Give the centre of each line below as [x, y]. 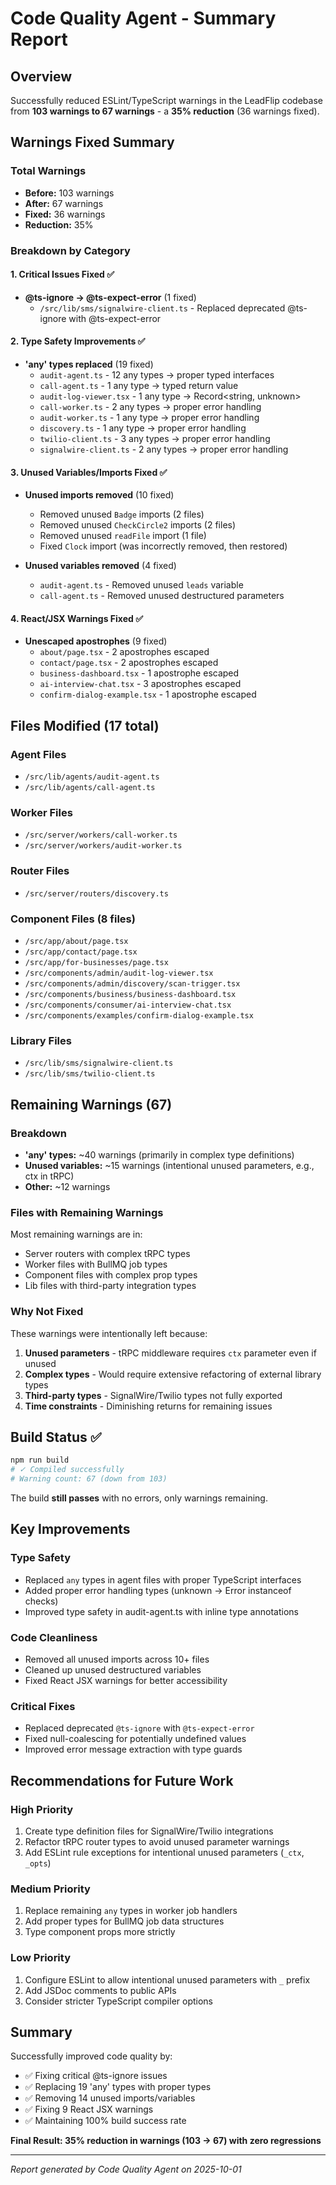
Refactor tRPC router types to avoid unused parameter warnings [157, 1841]
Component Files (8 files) [73, 919]
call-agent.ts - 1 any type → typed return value [139, 386]
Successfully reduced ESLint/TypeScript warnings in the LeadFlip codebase [166, 100]
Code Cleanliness [54, 1637]
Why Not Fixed [47, 1312]
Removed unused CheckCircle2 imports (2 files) [138, 525]
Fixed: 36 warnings [65, 214]
